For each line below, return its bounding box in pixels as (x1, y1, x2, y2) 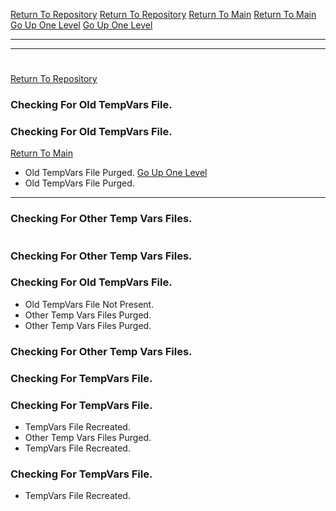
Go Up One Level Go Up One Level (10, 19, 153, 31)
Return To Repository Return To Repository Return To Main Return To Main (10, 9, 317, 20)
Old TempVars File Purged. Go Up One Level (24, 167, 208, 179)
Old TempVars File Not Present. (24, 298, 155, 310)
